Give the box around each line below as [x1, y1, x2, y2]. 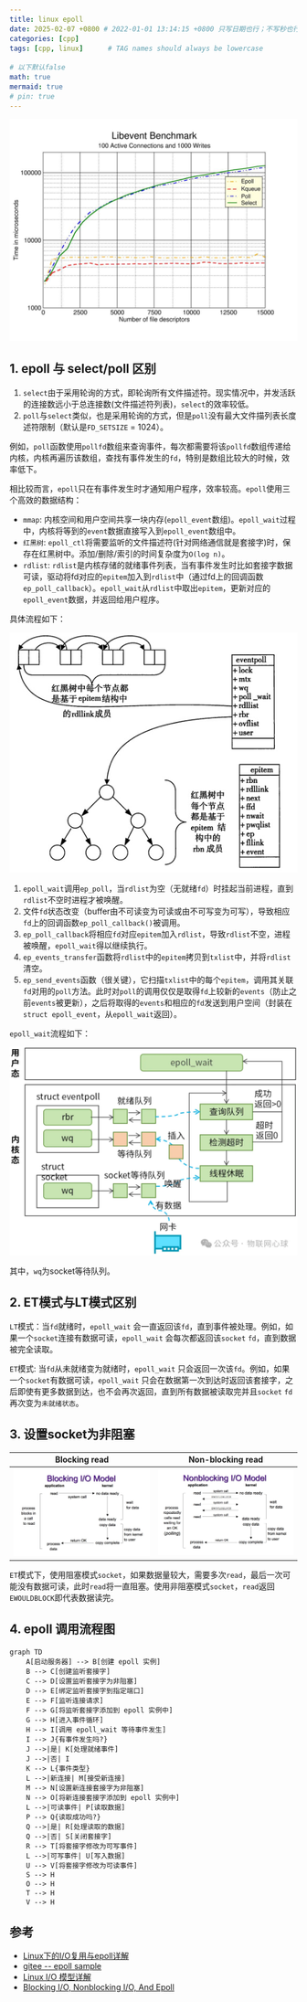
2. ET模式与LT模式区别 [9, 1295, 137, 1310]
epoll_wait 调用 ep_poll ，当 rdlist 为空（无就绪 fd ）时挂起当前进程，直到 [22, 883, 294, 894]
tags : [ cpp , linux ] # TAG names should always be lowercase [9, 44, 263, 53]
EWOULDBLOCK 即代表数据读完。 [9, 1592, 119, 1603]
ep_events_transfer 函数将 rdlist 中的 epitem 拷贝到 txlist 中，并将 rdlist [22, 951, 291, 962]
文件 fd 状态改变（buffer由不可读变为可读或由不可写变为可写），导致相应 [22, 906, 291, 916]
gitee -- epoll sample [22, 1961, 102, 1972]
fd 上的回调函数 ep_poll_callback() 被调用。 [22, 916, 185, 927]
